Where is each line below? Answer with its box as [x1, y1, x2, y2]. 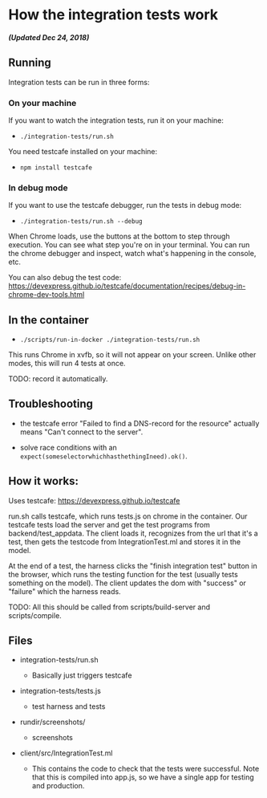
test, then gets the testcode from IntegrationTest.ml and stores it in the [8, 536, 241, 547]
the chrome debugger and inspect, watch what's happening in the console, [8, 249, 257, 259]
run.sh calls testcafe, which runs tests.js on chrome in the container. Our [8, 511, 248, 521]
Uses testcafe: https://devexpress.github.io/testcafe [8, 495, 180, 505]
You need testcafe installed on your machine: [8, 146, 158, 156]
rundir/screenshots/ [19, 717, 86, 727]
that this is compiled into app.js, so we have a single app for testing [31, 772, 254, 782]
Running [8, 56, 52, 70]
